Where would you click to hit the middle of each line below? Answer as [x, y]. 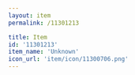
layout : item [30, 15]
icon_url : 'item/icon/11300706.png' [68, 59]
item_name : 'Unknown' [44, 52]
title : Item [28, 37]
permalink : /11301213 [44, 23]
